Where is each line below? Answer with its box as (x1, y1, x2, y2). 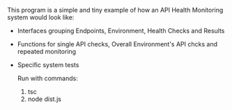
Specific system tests (17, 61, 79, 68)
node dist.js (27, 95, 61, 103)
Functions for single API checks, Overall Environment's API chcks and (17, 40, 218, 48)
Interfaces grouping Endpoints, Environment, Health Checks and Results (17, 27, 225, 35)
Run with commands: (17, 74, 78, 82)
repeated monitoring (17, 48, 77, 55)
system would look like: (7, 13, 75, 21)
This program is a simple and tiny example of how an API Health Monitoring (7, 6, 224, 14)
